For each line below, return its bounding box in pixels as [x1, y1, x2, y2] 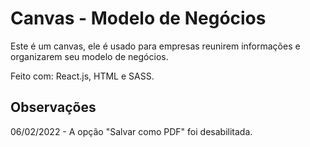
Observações [10, 99, 97, 116]
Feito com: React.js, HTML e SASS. [10, 70, 155, 82]
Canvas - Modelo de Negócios [10, 7, 267, 30]
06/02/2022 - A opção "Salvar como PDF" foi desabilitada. [10, 125, 253, 137]
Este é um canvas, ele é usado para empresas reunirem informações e [10, 40, 301, 52]
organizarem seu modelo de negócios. [10, 50, 169, 62]
